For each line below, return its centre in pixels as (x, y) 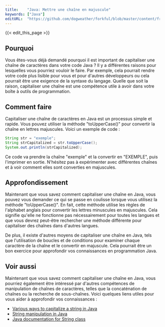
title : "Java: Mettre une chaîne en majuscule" (58, 10)
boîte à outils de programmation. (38, 91)
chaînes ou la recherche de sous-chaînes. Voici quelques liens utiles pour (80, 294)
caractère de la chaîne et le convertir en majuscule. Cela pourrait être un (78, 246)
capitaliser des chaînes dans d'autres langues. (52, 226)
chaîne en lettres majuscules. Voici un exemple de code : (63, 129)
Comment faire (28, 107)
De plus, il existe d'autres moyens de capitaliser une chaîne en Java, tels (79, 235)
